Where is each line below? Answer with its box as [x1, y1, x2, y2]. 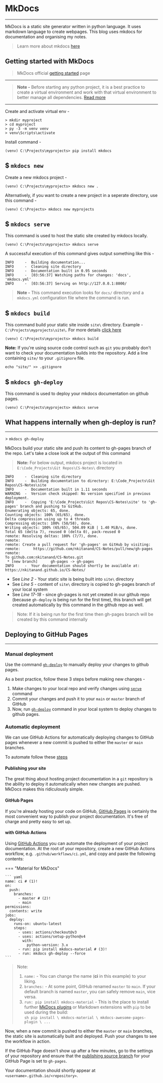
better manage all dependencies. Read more [16, 94, 106, 100]
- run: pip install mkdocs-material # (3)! [17, 947, 108, 952]
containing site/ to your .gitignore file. [5, 355, 85, 361]
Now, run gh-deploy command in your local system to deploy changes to [12, 706, 157, 712]
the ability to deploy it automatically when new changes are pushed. [5, 781, 141, 787]
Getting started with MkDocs [5, 57, 94, 65]
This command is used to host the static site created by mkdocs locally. [5, 233, 148, 239]
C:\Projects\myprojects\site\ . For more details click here [5, 327, 121, 333]
